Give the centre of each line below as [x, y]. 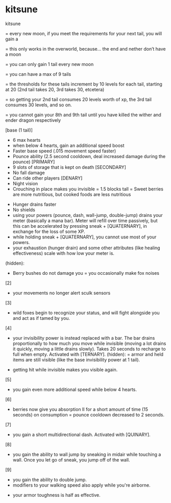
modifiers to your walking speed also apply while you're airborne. [81, 485]
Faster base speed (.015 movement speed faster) [64, 151]
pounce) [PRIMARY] [34, 162]
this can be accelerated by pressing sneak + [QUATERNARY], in [80, 226]
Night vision [25, 183]
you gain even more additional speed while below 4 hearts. [75, 389]
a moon [13, 54]
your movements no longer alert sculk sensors [62, 293]
